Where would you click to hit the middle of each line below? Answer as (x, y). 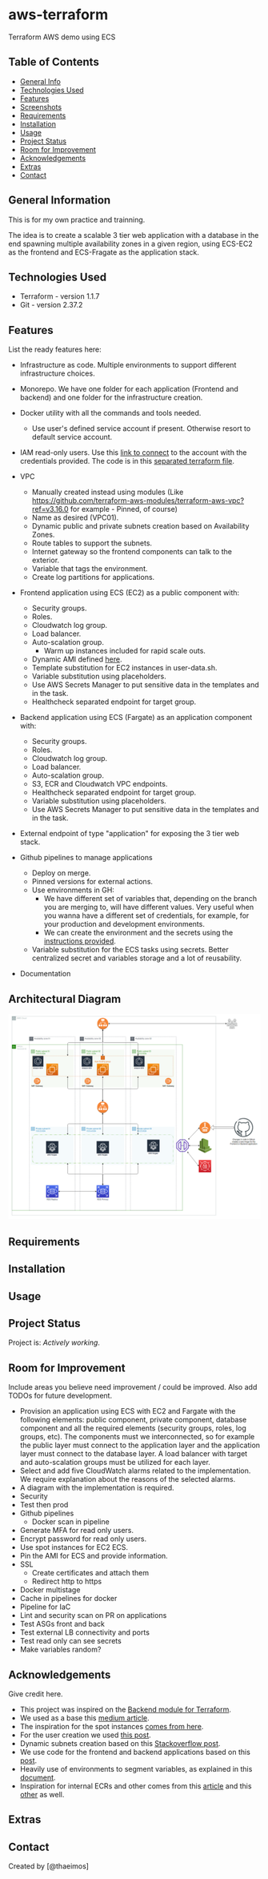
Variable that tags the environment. (90, 569)
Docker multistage (50, 1590)
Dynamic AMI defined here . (77, 659)
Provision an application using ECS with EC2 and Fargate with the (128, 1411)
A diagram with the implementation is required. (97, 1488)
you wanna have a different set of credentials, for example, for (146, 915)
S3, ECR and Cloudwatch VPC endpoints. (100, 784)
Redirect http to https (67, 1581)
